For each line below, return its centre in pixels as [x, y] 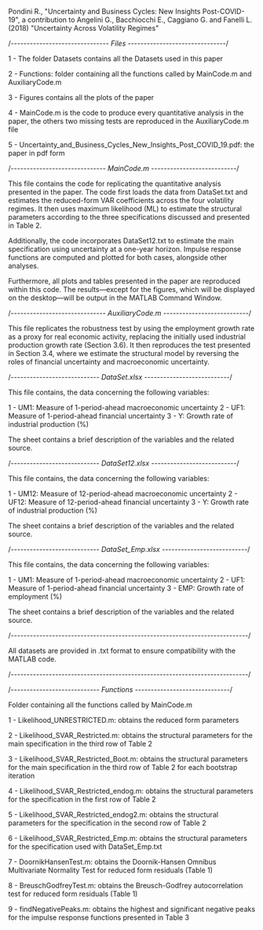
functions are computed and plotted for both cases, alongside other [118, 258]
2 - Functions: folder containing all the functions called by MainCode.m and [130, 74]
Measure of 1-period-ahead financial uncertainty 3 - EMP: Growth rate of [126, 588]
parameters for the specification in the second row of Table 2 [107, 823]
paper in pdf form [37, 153]
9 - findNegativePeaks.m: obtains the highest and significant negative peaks [132, 909]
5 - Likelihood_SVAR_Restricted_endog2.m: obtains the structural [113, 815]
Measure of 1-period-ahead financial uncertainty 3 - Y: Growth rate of [121, 416]
